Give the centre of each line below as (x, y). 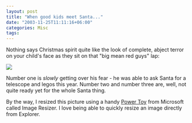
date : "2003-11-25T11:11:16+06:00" (49, 22)
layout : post (22, 11)
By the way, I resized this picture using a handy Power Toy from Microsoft (95, 102)
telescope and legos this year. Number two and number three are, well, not (96, 85)
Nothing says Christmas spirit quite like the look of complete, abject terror (95, 50)
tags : (13, 33)
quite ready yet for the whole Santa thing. (56, 90)
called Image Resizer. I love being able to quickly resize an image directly (94, 108)
